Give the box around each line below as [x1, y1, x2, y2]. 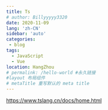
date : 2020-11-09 [6, 20, 49, 26]
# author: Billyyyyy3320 [6, 14, 68, 20]
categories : [6, 36, 36, 42]
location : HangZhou [6, 64, 55, 70]
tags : [6, 48, 20, 54]
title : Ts [6, 8, 31, 15]
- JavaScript [11, 53, 44, 59]
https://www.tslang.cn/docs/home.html [6, 97, 102, 104]
